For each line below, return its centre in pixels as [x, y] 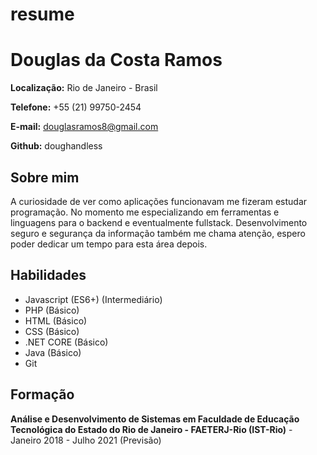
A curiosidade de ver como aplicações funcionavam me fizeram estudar [159, 201]
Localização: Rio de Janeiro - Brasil [84, 88]
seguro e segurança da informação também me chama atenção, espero [158, 233]
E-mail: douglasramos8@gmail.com [84, 127]
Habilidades [48, 275]
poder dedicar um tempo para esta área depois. [109, 244]
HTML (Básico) [56, 320]
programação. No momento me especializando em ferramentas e [145, 212]
